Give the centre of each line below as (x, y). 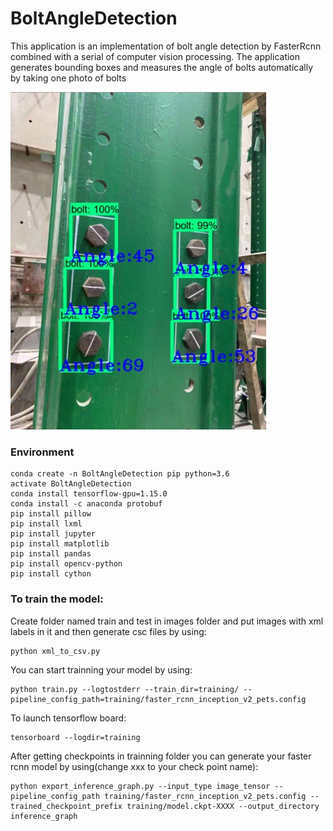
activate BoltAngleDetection (71, 484)
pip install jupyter (53, 534)
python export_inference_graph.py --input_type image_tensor (140, 786)
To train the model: (57, 599)
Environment (42, 452)
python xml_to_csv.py (55, 651)
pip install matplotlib (60, 544)
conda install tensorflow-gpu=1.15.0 (89, 494)
